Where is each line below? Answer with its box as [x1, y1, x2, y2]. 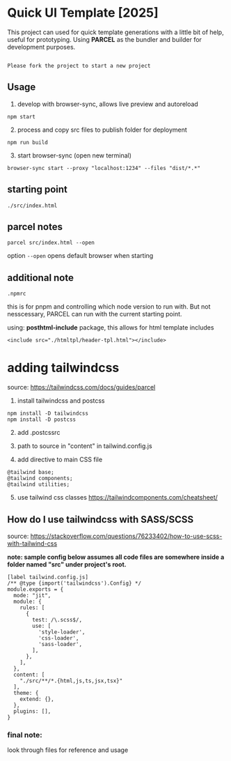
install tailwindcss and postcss [17, 397, 105, 405]
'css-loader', [38, 634, 79, 642]
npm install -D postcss [7, 416, 77, 423]
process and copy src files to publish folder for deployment [17, 125, 188, 134]
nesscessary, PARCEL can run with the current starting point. [7, 310, 182, 318]
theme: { [13, 689, 39, 696]
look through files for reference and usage [7, 746, 129, 754]
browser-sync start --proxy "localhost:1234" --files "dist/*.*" [7, 164, 200, 171]
